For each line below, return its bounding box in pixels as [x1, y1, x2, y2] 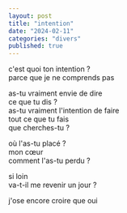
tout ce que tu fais [8, 114, 70, 124]
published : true [8, 42, 63, 50]
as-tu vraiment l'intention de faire [8, 106, 120, 116]
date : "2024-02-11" [8, 27, 74, 35]
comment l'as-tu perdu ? [8, 155, 91, 166]
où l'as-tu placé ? [8, 138, 66, 148]
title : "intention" [8, 19, 74, 28]
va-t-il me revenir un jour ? [8, 180, 97, 190]
